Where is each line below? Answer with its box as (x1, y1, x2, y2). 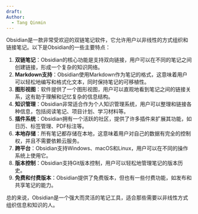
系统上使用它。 (14, 152, 51, 159)
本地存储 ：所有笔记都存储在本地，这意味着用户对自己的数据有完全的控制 (14, 130, 191, 137)
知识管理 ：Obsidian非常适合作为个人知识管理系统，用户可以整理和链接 (14, 101, 187, 108)
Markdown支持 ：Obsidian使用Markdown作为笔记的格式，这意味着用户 (14, 71, 188, 78)
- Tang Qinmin (11, 19, 46, 25)
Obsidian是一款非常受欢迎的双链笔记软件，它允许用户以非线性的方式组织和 (6, 37, 189, 44)
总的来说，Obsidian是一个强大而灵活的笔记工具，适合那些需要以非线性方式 (6, 194, 189, 201)
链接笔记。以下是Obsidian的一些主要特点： (6, 44, 111, 51)
